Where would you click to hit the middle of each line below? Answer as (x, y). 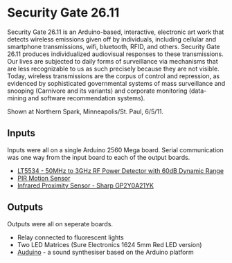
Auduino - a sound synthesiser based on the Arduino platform (105, 252)
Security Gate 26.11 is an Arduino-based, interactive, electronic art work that (116, 32)
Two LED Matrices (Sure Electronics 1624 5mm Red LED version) (109, 244)
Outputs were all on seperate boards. (60, 224)
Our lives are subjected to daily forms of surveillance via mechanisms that (113, 61)
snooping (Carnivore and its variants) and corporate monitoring (97, 91)
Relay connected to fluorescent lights (70, 237)
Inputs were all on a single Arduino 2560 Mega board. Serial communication (115, 149)
